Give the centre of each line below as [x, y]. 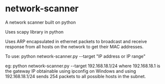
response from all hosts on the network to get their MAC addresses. [74, 46]
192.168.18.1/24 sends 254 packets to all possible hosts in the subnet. [76, 76]
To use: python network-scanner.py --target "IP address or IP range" [75, 56]
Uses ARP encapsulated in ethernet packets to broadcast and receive [76, 41]
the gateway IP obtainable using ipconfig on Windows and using [71, 71]
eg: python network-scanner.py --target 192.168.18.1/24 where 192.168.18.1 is [83, 66]
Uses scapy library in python [34, 32]
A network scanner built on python [40, 22]
